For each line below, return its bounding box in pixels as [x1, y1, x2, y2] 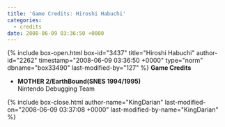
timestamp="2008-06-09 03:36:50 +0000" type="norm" [38, 57, 203, 65]
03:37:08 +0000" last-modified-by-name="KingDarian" [59, 105, 219, 114]
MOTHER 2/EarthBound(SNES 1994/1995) [17, 77, 141, 86]
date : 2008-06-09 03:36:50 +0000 [7, 29, 104, 37]
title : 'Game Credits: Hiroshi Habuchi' [7, 10, 127, 17]
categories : [7, 17, 42, 24]
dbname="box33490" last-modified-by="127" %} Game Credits [7, 63, 192, 72]
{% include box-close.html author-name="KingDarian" [7, 98, 164, 107]
